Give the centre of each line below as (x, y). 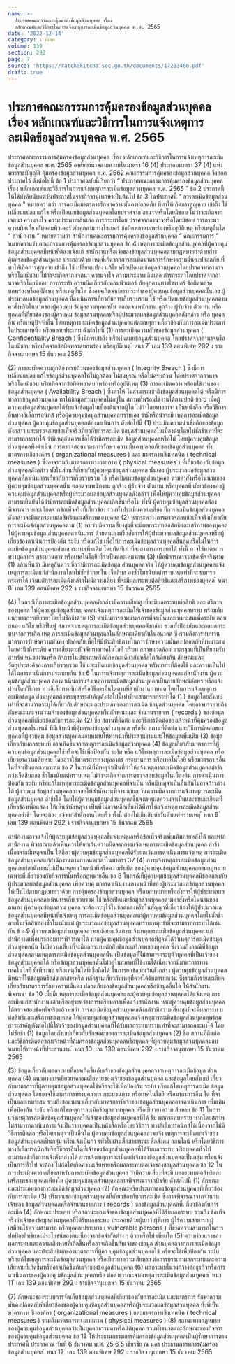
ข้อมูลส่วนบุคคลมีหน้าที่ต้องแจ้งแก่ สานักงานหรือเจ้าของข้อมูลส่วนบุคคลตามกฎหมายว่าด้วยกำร (113, 252)
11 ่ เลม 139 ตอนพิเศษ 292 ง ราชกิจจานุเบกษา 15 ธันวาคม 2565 (85, 1283)
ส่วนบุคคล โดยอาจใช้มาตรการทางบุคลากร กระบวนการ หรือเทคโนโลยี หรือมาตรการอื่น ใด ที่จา (114, 1094)
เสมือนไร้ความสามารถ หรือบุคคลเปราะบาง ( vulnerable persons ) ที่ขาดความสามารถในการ (116, 1228)
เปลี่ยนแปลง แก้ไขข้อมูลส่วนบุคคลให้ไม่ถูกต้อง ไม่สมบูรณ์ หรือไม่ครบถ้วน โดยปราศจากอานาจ (113, 376)
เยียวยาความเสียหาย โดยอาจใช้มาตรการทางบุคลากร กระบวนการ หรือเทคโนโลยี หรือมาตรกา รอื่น (117, 760)
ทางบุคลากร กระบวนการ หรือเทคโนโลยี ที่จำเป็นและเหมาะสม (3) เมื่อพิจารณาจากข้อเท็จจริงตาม (116, 557)
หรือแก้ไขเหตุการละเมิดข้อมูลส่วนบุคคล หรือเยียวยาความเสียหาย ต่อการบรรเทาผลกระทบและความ (117, 1259)
